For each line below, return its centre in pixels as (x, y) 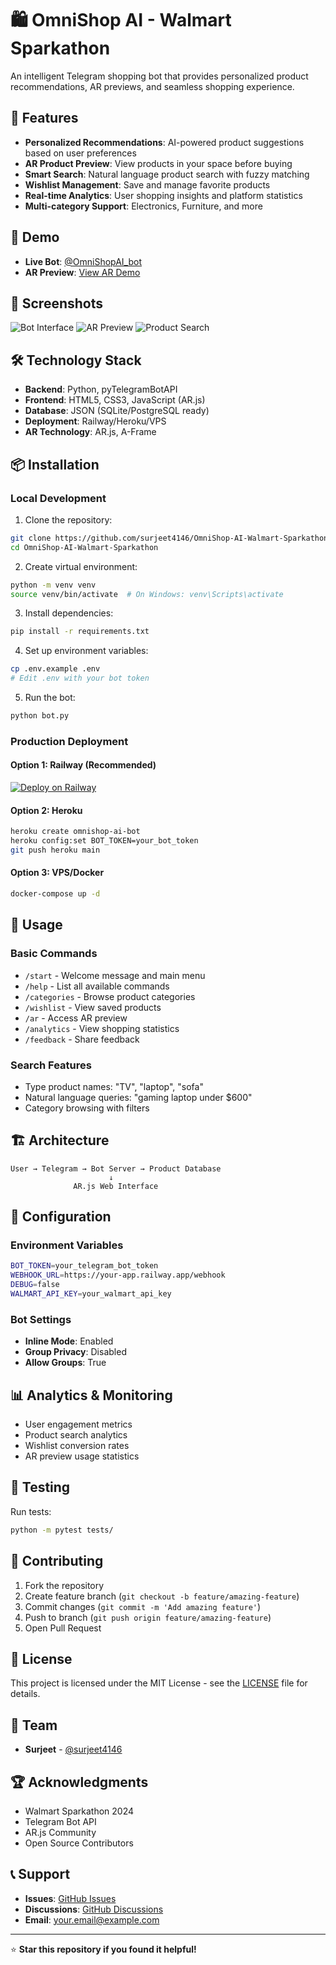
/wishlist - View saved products (93, 1007)
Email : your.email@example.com (92, 1919)
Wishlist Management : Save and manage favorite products (147, 184)
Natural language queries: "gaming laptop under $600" (138, 1097)
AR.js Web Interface (116, 1186)
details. (25, 1694)
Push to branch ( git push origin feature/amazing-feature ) (148, 1617)
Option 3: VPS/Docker (57, 873)
